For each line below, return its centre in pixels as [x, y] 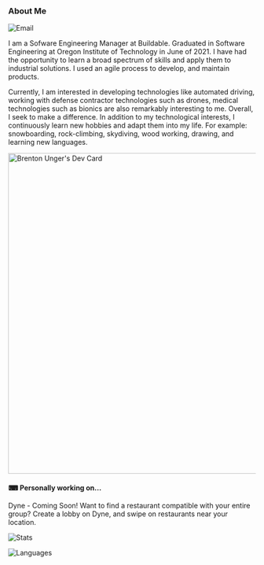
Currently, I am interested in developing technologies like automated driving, [132, 92]
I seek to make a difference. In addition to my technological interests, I [121, 117]
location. [22, 522]
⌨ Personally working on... [55, 487]
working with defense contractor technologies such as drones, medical [123, 101]
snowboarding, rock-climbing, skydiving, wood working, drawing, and [121, 134]
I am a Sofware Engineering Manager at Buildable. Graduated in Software [126, 43]
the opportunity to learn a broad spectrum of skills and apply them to [120, 60]
